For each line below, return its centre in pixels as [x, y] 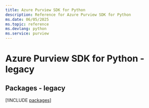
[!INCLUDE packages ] [28, 100]
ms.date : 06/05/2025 [27, 19]
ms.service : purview [27, 33]
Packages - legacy [35, 88]
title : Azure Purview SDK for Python [45, 10]
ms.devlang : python [26, 29]
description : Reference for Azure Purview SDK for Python [68, 15]
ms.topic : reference [27, 24]
